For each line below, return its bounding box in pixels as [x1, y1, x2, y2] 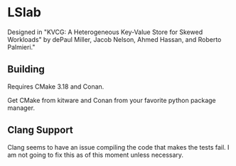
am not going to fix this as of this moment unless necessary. [7, 150, 183, 159]
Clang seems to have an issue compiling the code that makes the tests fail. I [7, 143, 230, 151]
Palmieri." [7, 43, 36, 51]
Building [7, 63, 45, 75]
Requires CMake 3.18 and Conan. [7, 82, 104, 91]
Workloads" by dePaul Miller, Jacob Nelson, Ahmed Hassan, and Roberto [7, 35, 222, 43]
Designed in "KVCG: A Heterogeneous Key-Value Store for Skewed [7, 28, 203, 36]
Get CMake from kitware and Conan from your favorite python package [7, 96, 216, 104]
